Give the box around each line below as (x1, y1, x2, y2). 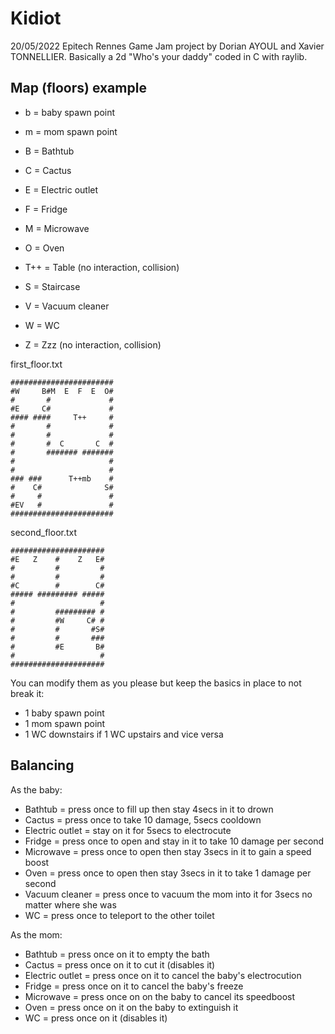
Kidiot (10, 7, 62, 30)
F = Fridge (24, 203, 68, 215)
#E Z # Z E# (10, 554, 105, 564)
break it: (10, 687, 45, 699)
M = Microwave (24, 222, 90, 234)
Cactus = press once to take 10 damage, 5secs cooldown (24, 813, 262, 826)
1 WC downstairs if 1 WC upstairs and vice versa (24, 728, 224, 740)
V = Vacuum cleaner (24, 300, 110, 312)
